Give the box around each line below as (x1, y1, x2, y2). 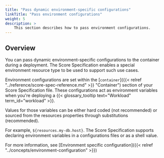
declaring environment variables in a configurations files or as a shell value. (5, 132, 159, 138)
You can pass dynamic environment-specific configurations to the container (5, 57, 160, 63)
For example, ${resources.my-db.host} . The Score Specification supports (5, 127, 154, 133)
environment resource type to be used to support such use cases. (5, 67, 139, 73)
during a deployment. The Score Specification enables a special (5, 62, 135, 68)
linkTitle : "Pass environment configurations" (5, 12, 102, 17)
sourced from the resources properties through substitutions (5, 112, 128, 118)
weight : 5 (5, 16, 26, 21)
